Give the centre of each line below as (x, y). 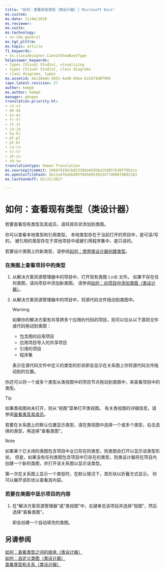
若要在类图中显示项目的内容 (38, 494)
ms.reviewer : (18, 23)
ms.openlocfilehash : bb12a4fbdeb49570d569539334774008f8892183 (71, 175)
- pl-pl (13, 138)
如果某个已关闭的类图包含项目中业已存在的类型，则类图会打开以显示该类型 (80, 451)
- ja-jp (13, 129)
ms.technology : (21, 33)
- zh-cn (13, 156)
